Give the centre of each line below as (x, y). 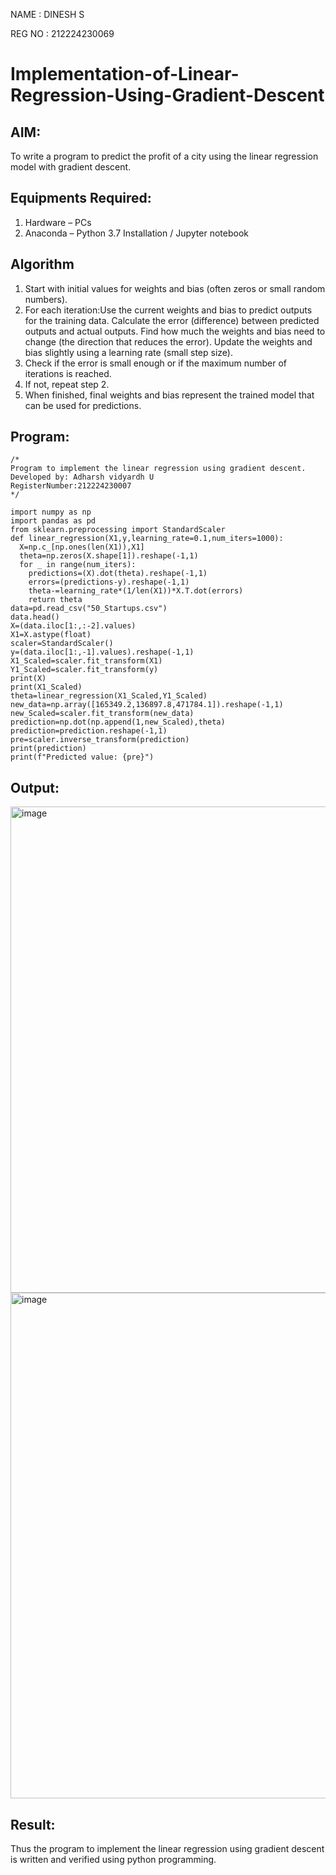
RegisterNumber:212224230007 (71, 486)
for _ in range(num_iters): (78, 565)
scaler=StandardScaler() (62, 644)
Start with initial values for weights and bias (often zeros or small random (175, 288)
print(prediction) (48, 749)
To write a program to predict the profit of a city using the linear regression (164, 156)
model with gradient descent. (71, 167)
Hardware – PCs (58, 222)
